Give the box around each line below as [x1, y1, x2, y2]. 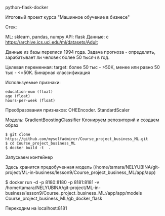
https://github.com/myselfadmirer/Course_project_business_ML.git [5, 136, 148, 141]
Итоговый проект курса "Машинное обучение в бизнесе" [5, 14, 130, 20]
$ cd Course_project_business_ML [5, 141, 76, 146]
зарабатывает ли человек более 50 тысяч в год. [5, 54, 110, 60]
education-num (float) [5, 89, 53, 94]
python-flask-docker [5, 5, 49, 10]
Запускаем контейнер [5, 154, 53, 160]
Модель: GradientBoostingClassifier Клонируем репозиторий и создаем [5, 117, 159, 123]
